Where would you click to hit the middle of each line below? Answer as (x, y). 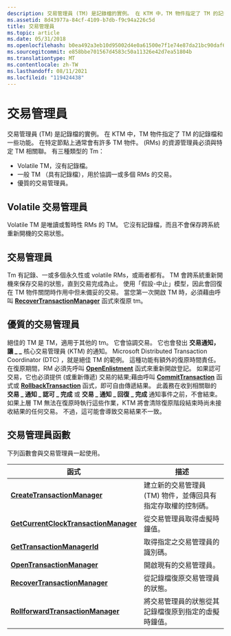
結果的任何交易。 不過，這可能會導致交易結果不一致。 (89, 411)
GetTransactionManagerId (55, 547)
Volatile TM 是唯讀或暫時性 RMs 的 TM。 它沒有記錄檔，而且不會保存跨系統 (113, 225)
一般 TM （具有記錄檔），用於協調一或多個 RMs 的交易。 (96, 174)
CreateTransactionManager (57, 495)
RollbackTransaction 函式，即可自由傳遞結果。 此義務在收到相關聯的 (118, 385)
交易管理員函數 (39, 435)
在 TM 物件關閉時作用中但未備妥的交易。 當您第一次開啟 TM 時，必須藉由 (111, 292)
